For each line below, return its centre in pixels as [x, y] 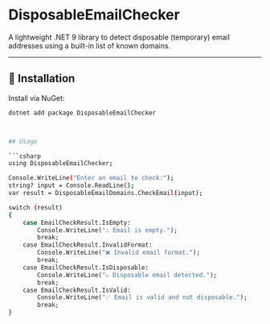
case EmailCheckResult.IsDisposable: [86, 268]
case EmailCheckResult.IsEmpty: [77, 222]
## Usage [23, 141]
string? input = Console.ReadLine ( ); [72, 186]
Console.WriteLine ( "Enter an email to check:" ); [91, 178]
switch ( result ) [35, 207]
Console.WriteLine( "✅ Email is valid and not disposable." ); [142, 297]
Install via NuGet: [37, 98]
